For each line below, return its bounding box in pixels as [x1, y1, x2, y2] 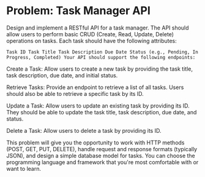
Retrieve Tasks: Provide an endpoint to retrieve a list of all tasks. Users [6, 84, 184, 91]
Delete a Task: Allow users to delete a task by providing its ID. [6, 127, 162, 134]
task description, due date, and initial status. [6, 71, 118, 79]
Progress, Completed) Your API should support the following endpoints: [6, 54, 196, 60]
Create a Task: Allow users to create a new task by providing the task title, [6, 65, 193, 73]
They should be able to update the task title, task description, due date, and [6, 108, 197, 116]
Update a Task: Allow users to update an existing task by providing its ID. [6, 102, 190, 109]
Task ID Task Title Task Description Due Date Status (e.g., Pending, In [6, 49, 199, 55]
